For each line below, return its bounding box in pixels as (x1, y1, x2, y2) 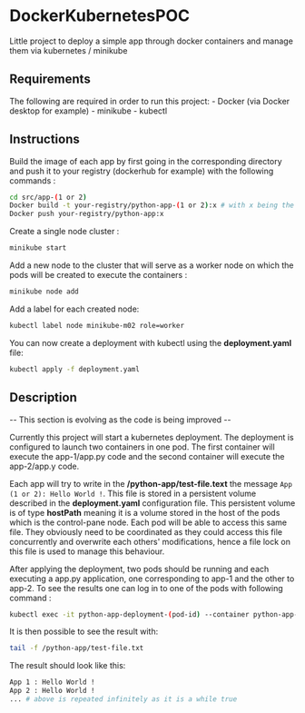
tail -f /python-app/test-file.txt (9, 644, 144, 653)
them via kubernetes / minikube (9, 45, 128, 55)
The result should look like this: (9, 660, 126, 671)
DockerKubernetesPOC (9, 5, 191, 26)
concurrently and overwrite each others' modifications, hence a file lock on (9, 536, 290, 547)
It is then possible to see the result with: (9, 626, 159, 637)
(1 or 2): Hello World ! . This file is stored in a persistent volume (9, 488, 257, 499)
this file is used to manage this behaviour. (9, 546, 165, 557)
